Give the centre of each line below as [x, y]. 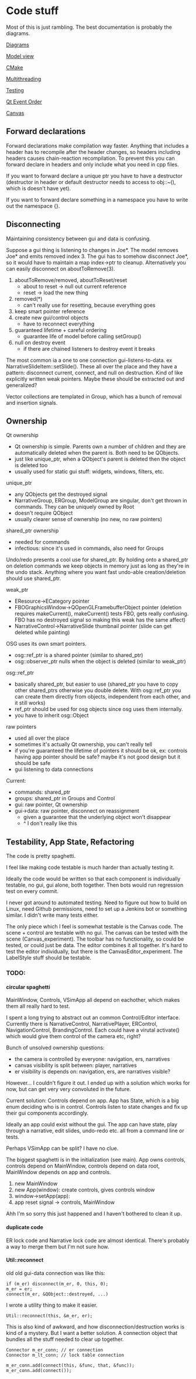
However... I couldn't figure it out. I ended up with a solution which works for [98, 1083]
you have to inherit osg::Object [51, 716]
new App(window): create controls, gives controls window [85, 1190]
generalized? [22, 385]
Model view [20, 56]
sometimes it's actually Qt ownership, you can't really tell [83, 744]
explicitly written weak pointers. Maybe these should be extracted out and [95, 379]
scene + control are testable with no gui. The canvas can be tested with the [97, 933]
